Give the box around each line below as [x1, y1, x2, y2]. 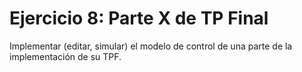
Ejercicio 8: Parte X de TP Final [9, 7, 269, 30]
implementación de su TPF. [9, 50, 122, 62]
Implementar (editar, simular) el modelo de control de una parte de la [9, 40, 293, 52]
